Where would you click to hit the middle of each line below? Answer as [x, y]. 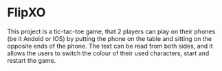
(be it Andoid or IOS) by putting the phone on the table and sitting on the [109, 38]
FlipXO [26, 13]
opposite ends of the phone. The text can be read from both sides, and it [110, 46]
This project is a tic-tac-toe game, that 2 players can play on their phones [111, 31]
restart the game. [32, 60]
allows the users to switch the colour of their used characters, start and [108, 53]
